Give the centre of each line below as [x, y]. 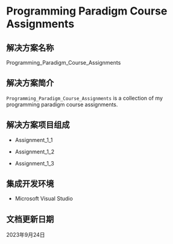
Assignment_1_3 [34, 163]
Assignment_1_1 [34, 140]
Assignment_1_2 [35, 152]
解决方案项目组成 [38, 125]
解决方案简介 [30, 83]
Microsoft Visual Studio [44, 199]
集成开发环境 [30, 184]
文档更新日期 [30, 219]
